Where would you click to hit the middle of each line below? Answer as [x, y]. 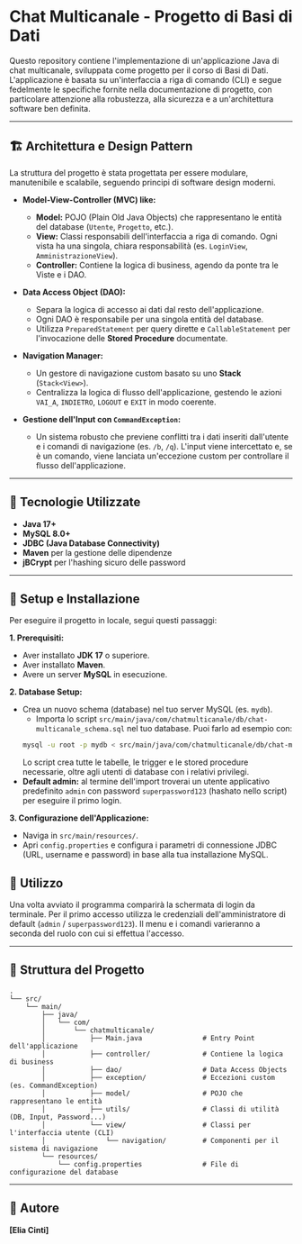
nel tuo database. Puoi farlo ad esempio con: [210, 729]
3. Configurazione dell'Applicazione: [80, 818]
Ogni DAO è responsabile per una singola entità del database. [150, 319]
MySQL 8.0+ [46, 533]
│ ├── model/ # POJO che [142, 1093]
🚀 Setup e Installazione [75, 599]
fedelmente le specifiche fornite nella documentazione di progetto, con [141, 89]
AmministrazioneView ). [77, 255]
